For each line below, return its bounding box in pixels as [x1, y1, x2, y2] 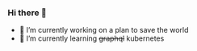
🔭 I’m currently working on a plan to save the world [19, 25, 189, 35]
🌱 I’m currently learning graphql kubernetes [19, 33, 165, 43]
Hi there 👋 [7, 7, 48, 18]
